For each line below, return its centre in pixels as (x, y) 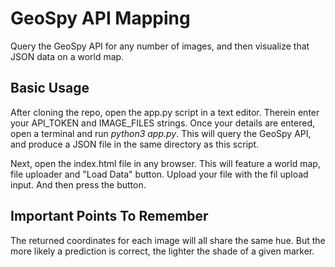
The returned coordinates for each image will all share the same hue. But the (168, 240)
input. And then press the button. (78, 184)
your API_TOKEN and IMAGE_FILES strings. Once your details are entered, (163, 123)
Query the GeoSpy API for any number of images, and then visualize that (160, 46)
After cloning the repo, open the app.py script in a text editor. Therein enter (165, 112)
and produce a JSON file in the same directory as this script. (135, 144)
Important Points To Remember (109, 216)
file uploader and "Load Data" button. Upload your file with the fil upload (159, 174)
